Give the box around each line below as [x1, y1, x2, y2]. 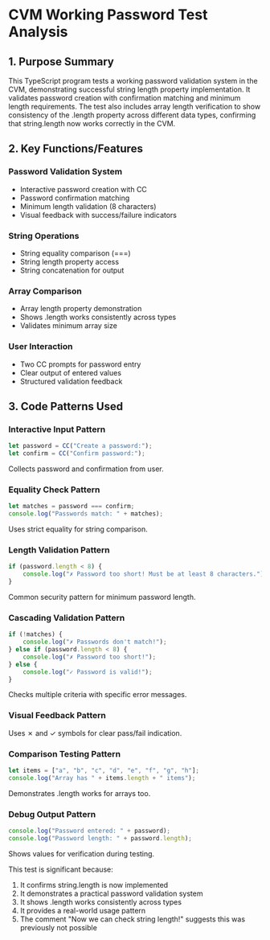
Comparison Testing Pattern [8, 748, 121, 759]
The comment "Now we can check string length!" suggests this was [19, 914, 246, 924]
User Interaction [8, 341, 73, 352]
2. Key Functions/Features [8, 142, 143, 156]
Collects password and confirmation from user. [8, 464, 164, 474]
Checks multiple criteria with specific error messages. [8, 690, 187, 700]
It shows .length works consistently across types [19, 897, 182, 906]
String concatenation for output [19, 265, 125, 275]
